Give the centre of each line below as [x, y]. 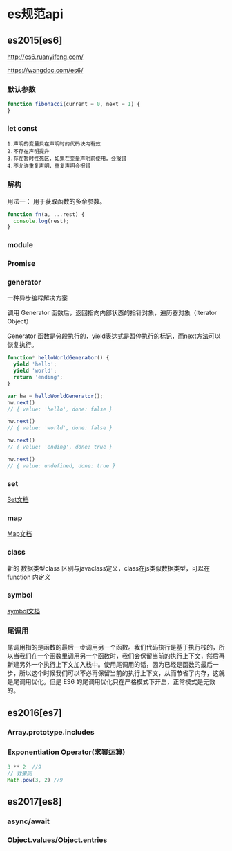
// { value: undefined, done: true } [61, 466]
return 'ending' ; [38, 377]
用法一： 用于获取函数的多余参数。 [56, 201]
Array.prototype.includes [51, 733]
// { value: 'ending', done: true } [60, 447]
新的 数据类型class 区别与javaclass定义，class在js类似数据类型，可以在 [109, 568]
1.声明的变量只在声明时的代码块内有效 [54, 144]
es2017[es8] [35, 801]
